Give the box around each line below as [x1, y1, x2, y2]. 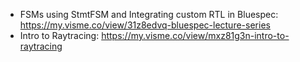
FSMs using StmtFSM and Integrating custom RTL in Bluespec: [19, 9, 279, 20]
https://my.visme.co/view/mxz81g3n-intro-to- [101, 30, 290, 41]
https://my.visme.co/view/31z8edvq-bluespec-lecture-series [19, 19, 271, 31]
